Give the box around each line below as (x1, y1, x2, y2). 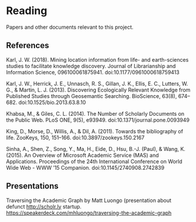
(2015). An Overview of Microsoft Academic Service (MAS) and (6, 152, 160, 159)
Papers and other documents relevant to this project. (6, 23, 134, 31)
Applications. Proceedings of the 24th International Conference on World (6, 157, 183, 165)
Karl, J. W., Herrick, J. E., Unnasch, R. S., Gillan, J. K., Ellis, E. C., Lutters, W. (6, 80, 188, 87)
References (6, 41, 49, 51)
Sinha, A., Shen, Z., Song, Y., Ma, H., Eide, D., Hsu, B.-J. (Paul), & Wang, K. (6, 145, 186, 152)
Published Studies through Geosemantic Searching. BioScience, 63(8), (6, 92, 177, 99)
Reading (6, 4, 48, 18)
